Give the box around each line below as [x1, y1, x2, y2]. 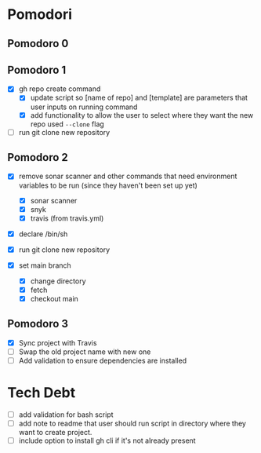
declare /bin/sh [18, 229, 68, 239]
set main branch [18, 261, 71, 270]
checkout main [30, 294, 79, 304]
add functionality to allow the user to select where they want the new [30, 110, 254, 119]
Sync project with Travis [18, 338, 97, 347]
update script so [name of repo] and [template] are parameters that [30, 93, 248, 103]
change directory [30, 276, 87, 286]
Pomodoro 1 [7, 63, 67, 76]
